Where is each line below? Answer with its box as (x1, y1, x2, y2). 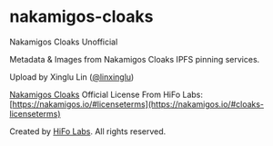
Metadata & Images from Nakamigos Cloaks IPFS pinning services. (9, 54, 260, 64)
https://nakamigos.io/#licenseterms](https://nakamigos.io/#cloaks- (12, 98, 265, 110)
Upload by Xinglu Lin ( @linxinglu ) (9, 71, 135, 83)
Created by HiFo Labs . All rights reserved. (9, 125, 167, 137)
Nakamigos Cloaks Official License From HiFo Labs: (9, 89, 203, 100)
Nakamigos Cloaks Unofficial (9, 36, 118, 47)
